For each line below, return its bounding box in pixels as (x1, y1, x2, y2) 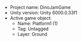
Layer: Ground (17, 31, 48, 37)
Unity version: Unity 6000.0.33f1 (10, 10, 77, 16)
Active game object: (10, 15, 52, 21)
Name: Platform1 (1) (17, 20, 58, 26)
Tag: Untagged (17, 26, 49, 32)
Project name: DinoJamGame (10, 5, 71, 10)
